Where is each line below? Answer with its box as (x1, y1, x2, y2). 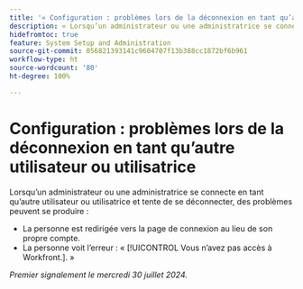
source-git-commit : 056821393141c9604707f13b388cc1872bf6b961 (9, 47, 248, 56)
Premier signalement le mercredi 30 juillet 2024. (9, 269, 188, 280)
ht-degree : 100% (9, 72, 70, 81)
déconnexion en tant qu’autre (9, 137, 235, 158)
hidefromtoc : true (9, 30, 78, 39)
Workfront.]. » (22, 251, 75, 262)
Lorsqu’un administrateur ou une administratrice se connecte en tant (9, 186, 264, 197)
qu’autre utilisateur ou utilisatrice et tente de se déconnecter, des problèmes (9, 195, 293, 207)
